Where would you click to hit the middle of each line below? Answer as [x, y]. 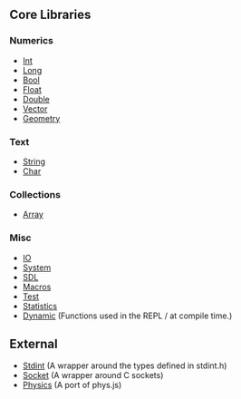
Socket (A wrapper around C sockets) [93, 375]
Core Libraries [50, 15]
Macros [37, 287]
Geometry [41, 118]
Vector [35, 109]
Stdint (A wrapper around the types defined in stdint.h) [125, 365]
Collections [35, 194]
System [37, 268]
